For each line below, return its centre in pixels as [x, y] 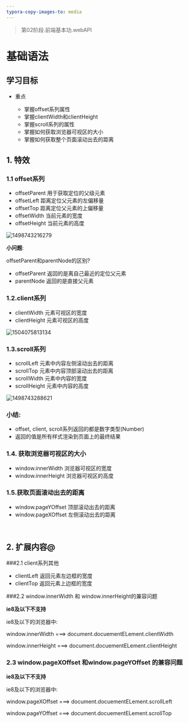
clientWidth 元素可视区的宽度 [51, 312]
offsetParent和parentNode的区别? [48, 261]
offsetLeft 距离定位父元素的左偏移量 [59, 201]
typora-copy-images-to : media [44, 12]
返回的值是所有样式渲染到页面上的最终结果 [68, 437]
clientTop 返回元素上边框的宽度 [53, 583]
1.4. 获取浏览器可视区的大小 [46, 454]
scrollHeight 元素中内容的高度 [52, 386]
